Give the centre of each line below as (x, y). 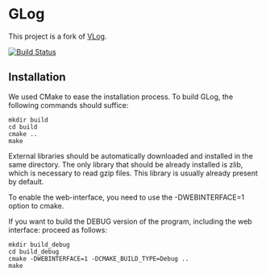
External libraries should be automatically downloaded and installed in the (131, 156)
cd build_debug (34, 251)
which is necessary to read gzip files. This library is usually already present (133, 173)
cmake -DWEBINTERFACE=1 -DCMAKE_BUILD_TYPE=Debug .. (99, 258)
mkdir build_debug (39, 245)
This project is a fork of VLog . (58, 36)
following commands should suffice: (69, 105)
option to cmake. (36, 205)
